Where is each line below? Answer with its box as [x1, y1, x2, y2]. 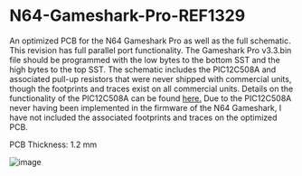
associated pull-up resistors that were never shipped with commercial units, [9, 73, 292, 84]
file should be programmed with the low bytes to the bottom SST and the [9, 54, 280, 65]
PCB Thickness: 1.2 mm [9, 139, 98, 150]
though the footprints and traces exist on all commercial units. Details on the [9, 83, 294, 94]
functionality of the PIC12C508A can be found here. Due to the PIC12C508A [9, 92, 292, 104]
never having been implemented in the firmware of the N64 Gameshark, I [9, 102, 282, 113]
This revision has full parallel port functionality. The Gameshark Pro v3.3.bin [9, 44, 292, 55]
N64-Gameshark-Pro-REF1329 [9, 5, 246, 26]
